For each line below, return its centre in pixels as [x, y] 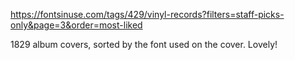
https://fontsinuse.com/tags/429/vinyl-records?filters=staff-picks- [147, 14]
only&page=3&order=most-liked [76, 25]
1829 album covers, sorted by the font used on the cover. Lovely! [144, 44]
